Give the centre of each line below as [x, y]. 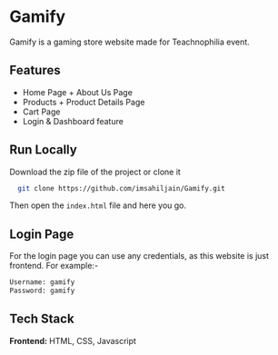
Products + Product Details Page [84, 102]
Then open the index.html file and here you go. [98, 205]
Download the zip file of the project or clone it [95, 172]
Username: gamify [42, 282]
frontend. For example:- [54, 266]
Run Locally [43, 150]
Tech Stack [42, 319]
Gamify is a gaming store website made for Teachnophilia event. [129, 42]
